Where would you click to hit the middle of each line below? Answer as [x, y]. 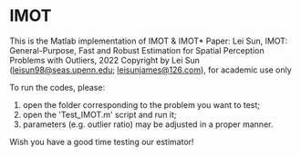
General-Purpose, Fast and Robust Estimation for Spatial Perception [137, 50]
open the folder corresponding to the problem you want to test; [141, 104]
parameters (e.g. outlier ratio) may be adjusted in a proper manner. [148, 124]
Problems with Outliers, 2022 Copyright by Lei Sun [105, 60]
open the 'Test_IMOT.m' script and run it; [99, 114]
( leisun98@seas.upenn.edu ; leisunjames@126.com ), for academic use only [150, 70]
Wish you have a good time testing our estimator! [102, 141]
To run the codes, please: [57, 87]
